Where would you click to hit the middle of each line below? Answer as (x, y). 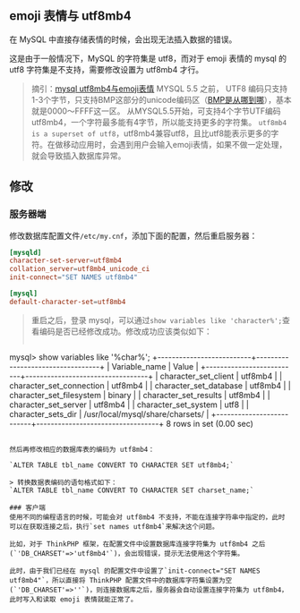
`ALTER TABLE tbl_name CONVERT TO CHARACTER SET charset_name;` (132, 490)
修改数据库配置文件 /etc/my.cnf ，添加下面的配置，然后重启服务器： (133, 235)
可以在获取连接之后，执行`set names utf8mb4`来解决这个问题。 (114, 526)
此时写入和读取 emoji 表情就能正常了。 (73, 599)
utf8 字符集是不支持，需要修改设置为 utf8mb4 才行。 (107, 69)
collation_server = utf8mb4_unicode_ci (80, 269)
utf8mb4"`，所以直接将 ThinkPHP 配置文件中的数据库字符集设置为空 (121, 580)
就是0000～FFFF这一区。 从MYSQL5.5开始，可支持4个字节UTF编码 (156, 111)
